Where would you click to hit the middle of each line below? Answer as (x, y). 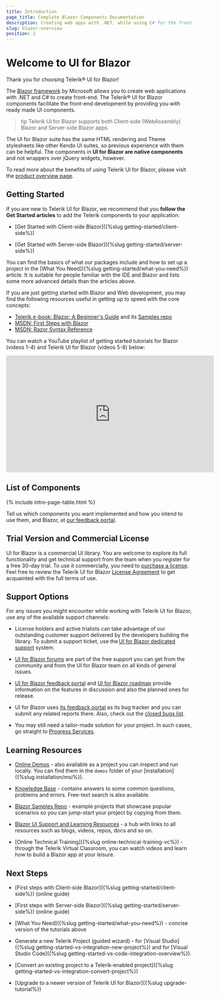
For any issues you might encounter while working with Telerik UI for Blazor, (99, 611)
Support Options (38, 597)
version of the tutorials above (51, 929)
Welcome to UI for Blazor (68, 63)
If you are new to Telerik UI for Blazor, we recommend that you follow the (96, 209)
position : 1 (21, 34)
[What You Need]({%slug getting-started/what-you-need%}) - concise (101, 923)
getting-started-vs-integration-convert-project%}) (76, 971)
